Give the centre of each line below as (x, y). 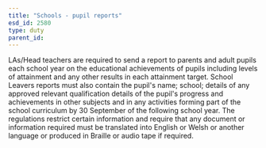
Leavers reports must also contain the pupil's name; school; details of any (129, 85)
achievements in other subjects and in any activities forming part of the (125, 102)
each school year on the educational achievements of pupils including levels (133, 69)
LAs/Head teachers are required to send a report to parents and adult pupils (132, 60)
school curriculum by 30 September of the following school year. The (122, 111)
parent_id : (26, 38)
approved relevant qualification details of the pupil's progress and (116, 94)
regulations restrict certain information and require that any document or (127, 119)
